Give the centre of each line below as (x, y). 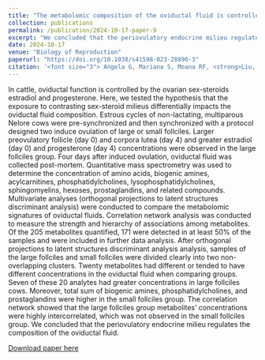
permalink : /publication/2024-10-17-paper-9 (82, 30)
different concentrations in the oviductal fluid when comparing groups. (123, 274)
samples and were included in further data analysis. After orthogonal (119, 240)
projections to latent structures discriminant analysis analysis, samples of (127, 249)
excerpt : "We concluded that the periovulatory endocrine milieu (118, 37)
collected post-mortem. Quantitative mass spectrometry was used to (120, 165)
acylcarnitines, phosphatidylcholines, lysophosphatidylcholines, (112, 182)
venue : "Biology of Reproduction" (65, 52)
